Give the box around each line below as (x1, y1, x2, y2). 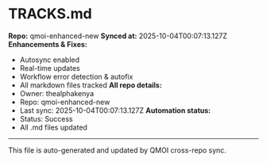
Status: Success (19, 114, 73, 123)
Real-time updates (19, 63, 81, 72)
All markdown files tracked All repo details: (19, 80, 163, 90)
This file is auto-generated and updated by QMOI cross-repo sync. (8, 145, 226, 155)
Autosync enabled (19, 55, 80, 64)
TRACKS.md (8, 5, 93, 23)
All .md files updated (19, 122, 87, 132)
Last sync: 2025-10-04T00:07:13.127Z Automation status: (19, 105, 211, 115)
